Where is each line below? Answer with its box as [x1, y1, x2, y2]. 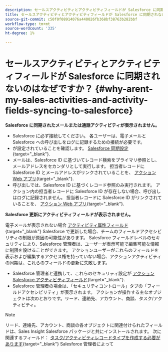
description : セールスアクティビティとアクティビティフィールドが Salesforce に [5, 7, 156, 13]
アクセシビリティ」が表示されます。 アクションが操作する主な [21, 289, 149, 295]
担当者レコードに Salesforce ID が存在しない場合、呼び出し [38, 188, 161, 194]
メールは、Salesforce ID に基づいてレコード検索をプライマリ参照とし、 [12, 156, 160, 163]
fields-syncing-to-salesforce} [5, 105, 133, 116]
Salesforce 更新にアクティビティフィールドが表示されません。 [5, 211, 133, 217]
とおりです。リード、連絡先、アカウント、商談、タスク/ [38, 295, 154, 301]
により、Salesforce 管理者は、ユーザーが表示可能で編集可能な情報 [22, 241, 159, 247]
